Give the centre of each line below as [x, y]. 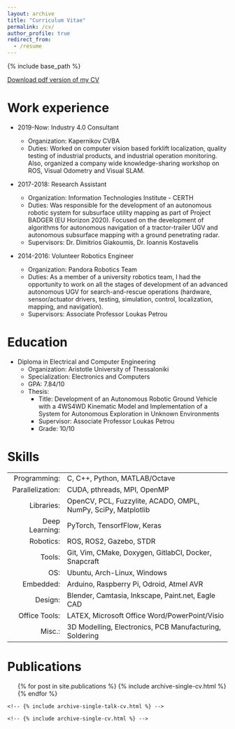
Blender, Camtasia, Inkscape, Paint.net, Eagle [141, 595]
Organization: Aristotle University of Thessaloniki [98, 369]
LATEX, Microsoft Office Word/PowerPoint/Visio [145, 615]
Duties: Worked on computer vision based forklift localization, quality [127, 148]
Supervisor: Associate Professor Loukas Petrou [106, 421]
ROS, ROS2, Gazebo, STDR [111, 541]
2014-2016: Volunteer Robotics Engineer [76, 255]
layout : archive [31, 14]
